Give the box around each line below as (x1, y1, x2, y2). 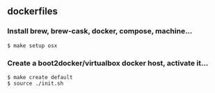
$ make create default (7, 74, 73, 81)
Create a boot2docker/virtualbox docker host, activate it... (7, 58, 209, 68)
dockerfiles (7, 6, 58, 17)
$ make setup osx (7, 42, 58, 49)
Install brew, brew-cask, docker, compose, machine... (7, 26, 193, 36)
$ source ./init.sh (7, 80, 64, 87)
